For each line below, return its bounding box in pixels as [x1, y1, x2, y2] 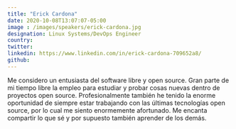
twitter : [7, 43, 33, 50]
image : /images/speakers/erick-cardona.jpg [7, 23, 141, 30]
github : [7, 57, 31, 64]
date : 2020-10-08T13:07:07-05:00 [7, 17, 107, 24]
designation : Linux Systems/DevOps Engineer [7, 30, 141, 38]
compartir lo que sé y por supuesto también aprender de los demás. [7, 113, 207, 122]
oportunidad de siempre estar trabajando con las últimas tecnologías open [7, 99, 225, 107]
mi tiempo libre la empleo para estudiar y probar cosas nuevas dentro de [7, 83, 220, 92]
